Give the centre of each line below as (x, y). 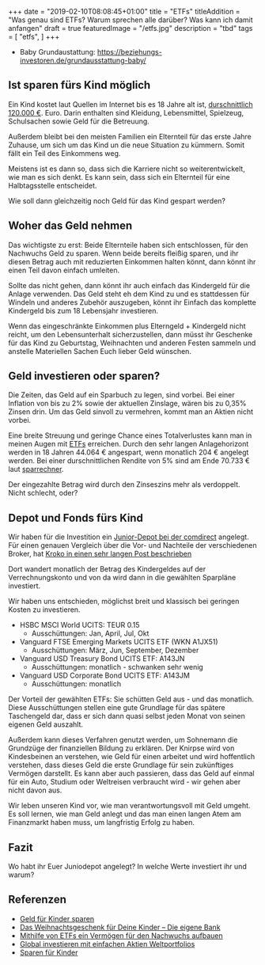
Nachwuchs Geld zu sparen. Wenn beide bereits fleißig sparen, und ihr (123, 253)
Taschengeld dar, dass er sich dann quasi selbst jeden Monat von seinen (127, 716)
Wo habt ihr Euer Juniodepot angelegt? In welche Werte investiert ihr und (127, 867)
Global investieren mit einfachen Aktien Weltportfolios (107, 944)
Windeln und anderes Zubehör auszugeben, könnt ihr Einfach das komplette (132, 302)
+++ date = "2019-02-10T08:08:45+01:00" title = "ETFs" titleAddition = (124, 11)
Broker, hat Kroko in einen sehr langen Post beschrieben (100, 554)
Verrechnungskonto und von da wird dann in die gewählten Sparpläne (122, 578)
